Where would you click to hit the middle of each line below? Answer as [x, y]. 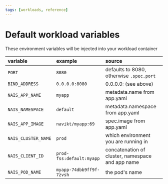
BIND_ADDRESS [23, 84]
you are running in [127, 141]
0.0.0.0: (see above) [129, 84]
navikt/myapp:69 [75, 124]
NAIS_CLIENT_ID [26, 156]
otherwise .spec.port [130, 76]
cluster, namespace [128, 156]
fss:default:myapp [78, 158]
